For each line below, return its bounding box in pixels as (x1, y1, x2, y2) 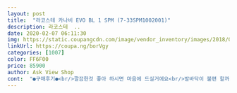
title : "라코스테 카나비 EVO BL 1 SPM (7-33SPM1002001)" (7, 17, 171, 24)
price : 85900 (7, 62, 46, 69)
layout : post (7, 10, 46, 17)
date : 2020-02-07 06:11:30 (7, 29, 87, 37)
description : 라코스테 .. (7, 23, 81, 30)
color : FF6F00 (7, 56, 49, 63)
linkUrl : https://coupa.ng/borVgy (7, 43, 109, 50)
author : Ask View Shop (7, 69, 74, 76)
